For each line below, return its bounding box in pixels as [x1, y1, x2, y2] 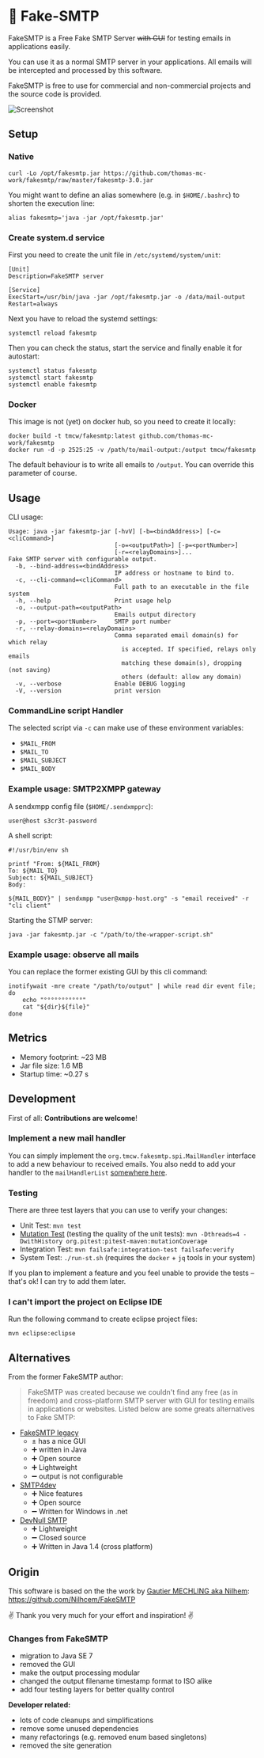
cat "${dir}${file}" [22, 1003, 90, 1011]
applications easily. [8, 41, 71, 51]
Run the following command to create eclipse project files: [8, 1314, 198, 1324]
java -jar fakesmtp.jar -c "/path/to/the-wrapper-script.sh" [8, 930, 214, 939]
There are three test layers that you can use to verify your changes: [8, 1206, 228, 1215]
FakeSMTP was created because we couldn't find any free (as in [27, 1388, 239, 1397]
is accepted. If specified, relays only [121, 645, 257, 654]
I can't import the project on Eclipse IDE [8, 1297, 163, 1308]
